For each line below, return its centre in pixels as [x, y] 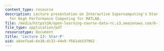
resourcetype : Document [29, 32]
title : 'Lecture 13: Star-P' [35, 37]
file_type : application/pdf [34, 28]
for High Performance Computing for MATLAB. [55, 18]
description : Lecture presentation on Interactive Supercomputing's [76, 14]
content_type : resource [29, 9]
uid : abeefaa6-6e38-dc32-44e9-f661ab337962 [50, 41]
